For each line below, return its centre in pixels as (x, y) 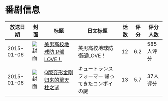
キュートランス (96, 69)
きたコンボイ (98, 84)
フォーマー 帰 (94, 76)
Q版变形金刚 (59, 72)
